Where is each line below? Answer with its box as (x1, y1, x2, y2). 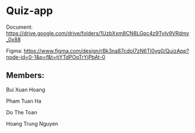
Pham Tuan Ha (6, 97, 42, 104)
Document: (6, 23, 33, 30)
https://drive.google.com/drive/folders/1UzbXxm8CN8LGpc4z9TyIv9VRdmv (6, 29, 189, 36)
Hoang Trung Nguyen (6, 120, 59, 127)
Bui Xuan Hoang (6, 86, 46, 93)
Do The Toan (6, 108, 37, 115)
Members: (6, 70, 45, 80)
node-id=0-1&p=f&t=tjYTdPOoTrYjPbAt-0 (6, 53, 105, 60)
